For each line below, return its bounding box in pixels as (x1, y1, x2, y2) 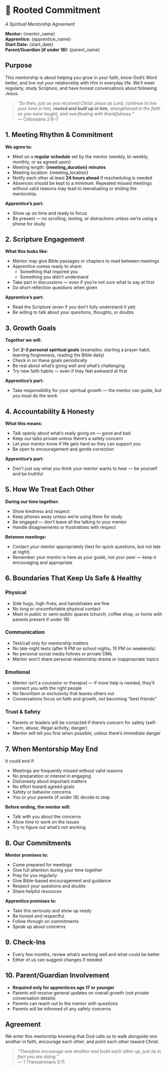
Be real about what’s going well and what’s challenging (12, 362, 125, 369)
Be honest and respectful (12, 913, 65, 919)
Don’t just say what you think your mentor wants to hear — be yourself (12, 465, 158, 471)
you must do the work (12, 392, 58, 399)
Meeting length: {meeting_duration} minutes (12, 164, 106, 170)
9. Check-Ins (5, 938, 46, 946)
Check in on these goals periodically (12, 357, 88, 363)
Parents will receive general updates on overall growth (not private (12, 989, 149, 995)
